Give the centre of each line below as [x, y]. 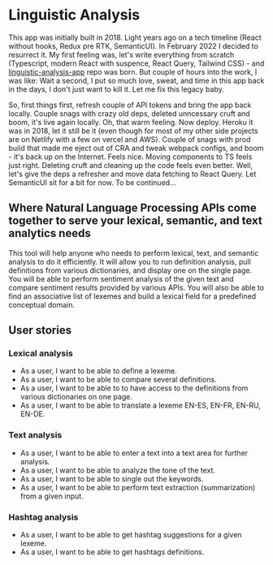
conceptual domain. [42, 304]
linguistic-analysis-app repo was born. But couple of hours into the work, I [133, 71]
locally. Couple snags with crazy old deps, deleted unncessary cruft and [129, 113]
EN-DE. [32, 414]
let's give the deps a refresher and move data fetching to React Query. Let [132, 174]
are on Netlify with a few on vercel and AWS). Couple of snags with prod [130, 139]
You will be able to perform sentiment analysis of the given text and [121, 278]
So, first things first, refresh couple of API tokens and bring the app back [130, 105]
